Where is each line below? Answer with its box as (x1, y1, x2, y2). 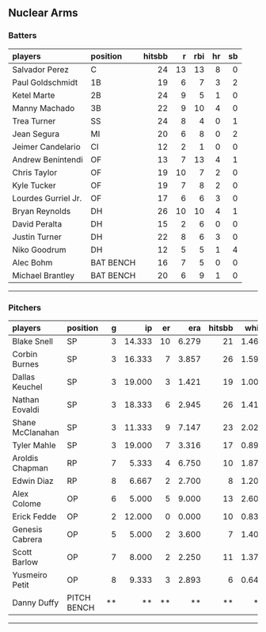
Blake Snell (12, 336, 54, 347)
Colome (12, 498, 42, 509)
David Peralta (12, 218, 63, 229)
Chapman (12, 463, 49, 474)
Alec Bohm (12, 257, 53, 268)
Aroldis (12, 452, 39, 463)
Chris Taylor (12, 166, 58, 177)
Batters (8, 30, 37, 41)
